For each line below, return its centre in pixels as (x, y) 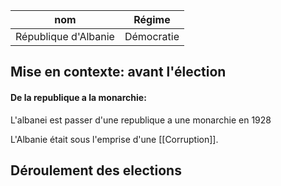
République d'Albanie (65, 36)
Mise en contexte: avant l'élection (118, 72)
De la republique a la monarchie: (78, 97)
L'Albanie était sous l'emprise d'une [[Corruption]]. (114, 139)
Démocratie (152, 36)
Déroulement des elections (96, 170)
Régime (152, 19)
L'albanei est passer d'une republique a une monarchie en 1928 (141, 120)
